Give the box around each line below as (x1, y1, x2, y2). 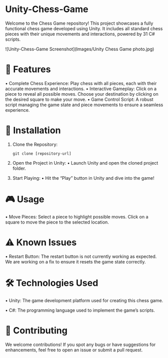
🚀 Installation (5, 125, 61, 136)
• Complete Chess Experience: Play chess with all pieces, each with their (5, 80, 157, 86)
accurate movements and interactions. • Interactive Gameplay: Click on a (5, 86, 157, 92)
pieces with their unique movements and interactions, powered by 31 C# (5, 31, 155, 37)
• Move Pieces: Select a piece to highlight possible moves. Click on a (5, 213, 148, 220)
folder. (12, 165, 26, 171)
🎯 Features (5, 64, 51, 75)
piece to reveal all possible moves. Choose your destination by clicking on (5, 91, 158, 97)
